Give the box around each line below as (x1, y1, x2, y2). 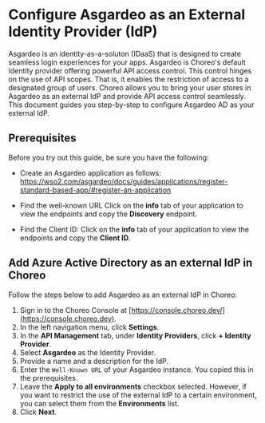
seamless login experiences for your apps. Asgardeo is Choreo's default (8, 57, 246, 67)
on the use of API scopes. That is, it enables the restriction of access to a (8, 74, 249, 84)
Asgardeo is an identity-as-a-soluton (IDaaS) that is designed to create (8, 49, 242, 58)
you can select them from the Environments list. (19, 398, 180, 408)
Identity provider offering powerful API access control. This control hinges (8, 65, 252, 75)
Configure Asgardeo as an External (8, 6, 246, 24)
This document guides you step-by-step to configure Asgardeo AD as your (8, 100, 255, 109)
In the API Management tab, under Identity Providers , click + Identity (19, 330, 251, 340)
